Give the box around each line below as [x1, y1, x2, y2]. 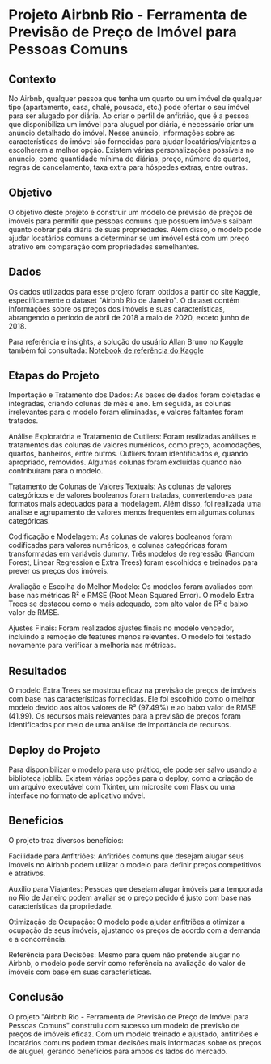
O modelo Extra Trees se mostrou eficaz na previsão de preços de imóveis [8, 685, 257, 695]
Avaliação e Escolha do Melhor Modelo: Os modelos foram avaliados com [8, 582, 253, 591]
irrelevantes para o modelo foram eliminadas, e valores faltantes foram [8, 407, 244, 418]
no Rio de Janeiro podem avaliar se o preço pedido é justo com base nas [8, 892, 252, 902]
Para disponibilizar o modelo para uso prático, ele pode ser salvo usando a [8, 765, 257, 774]
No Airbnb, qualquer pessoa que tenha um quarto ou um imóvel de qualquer [8, 94, 263, 103]
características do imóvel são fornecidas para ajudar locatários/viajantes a [8, 137, 256, 146]
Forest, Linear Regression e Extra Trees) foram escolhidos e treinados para [8, 557, 259, 567]
